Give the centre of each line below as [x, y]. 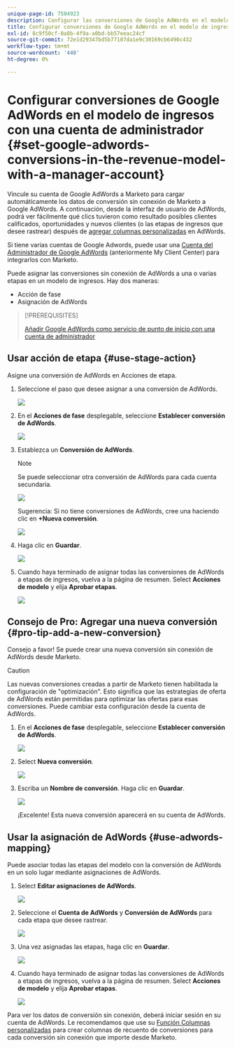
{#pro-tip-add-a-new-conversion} [84, 632]
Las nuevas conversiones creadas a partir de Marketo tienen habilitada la [113, 684]
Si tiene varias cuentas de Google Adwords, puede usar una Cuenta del [110, 244]
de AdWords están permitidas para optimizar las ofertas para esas [102, 699]
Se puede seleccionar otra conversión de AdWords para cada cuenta [117, 476]
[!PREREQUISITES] [51, 315]
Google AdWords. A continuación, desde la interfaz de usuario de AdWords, [116, 209]
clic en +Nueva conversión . [58, 518]
